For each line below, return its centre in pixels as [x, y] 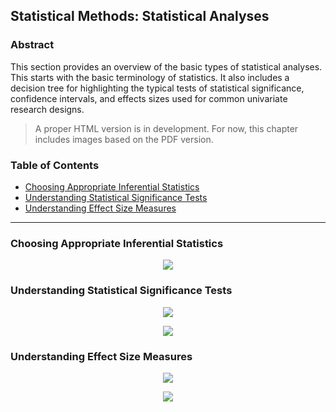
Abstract [32, 45]
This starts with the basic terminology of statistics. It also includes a [150, 77]
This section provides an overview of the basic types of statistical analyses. [166, 66]
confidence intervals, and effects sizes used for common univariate [149, 98]
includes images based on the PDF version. [124, 139]
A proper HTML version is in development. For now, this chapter [166, 128]
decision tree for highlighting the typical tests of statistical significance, [157, 88]
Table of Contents [55, 165]
